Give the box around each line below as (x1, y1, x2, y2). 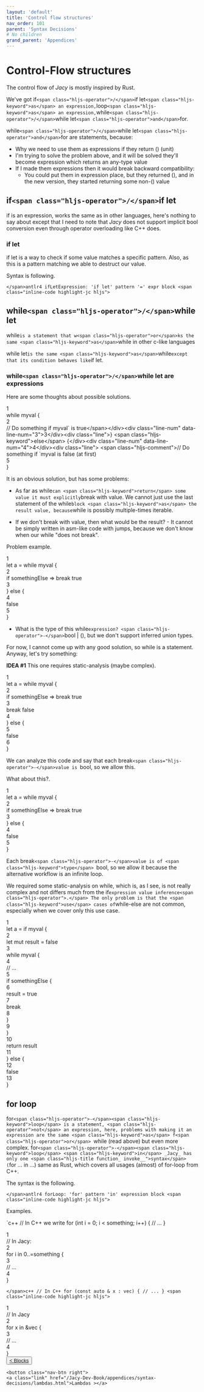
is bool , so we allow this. (71, 763, 136, 771)
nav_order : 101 (6, 20, 45, 26)
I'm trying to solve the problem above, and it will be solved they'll (15, 151, 178, 159)
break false (6, 706, 35, 713)
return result (6, 1042, 38, 1049)
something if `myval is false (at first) (6, 450, 97, 458)
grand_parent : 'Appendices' (6, 37, 78, 43)
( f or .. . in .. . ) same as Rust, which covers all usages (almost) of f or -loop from (6, 1161, 199, 1168)
